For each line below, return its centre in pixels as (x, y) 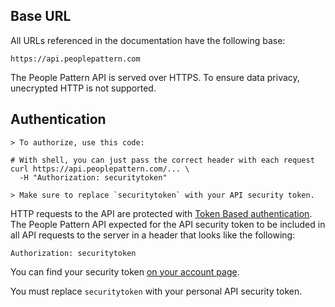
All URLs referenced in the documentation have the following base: (148, 40)
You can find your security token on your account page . (125, 271)
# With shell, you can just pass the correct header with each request (162, 160)
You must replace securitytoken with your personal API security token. (156, 291)
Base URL (41, 16)
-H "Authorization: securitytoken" (93, 177)
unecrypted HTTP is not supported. (83, 88)
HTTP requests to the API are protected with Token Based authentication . (161, 213)
